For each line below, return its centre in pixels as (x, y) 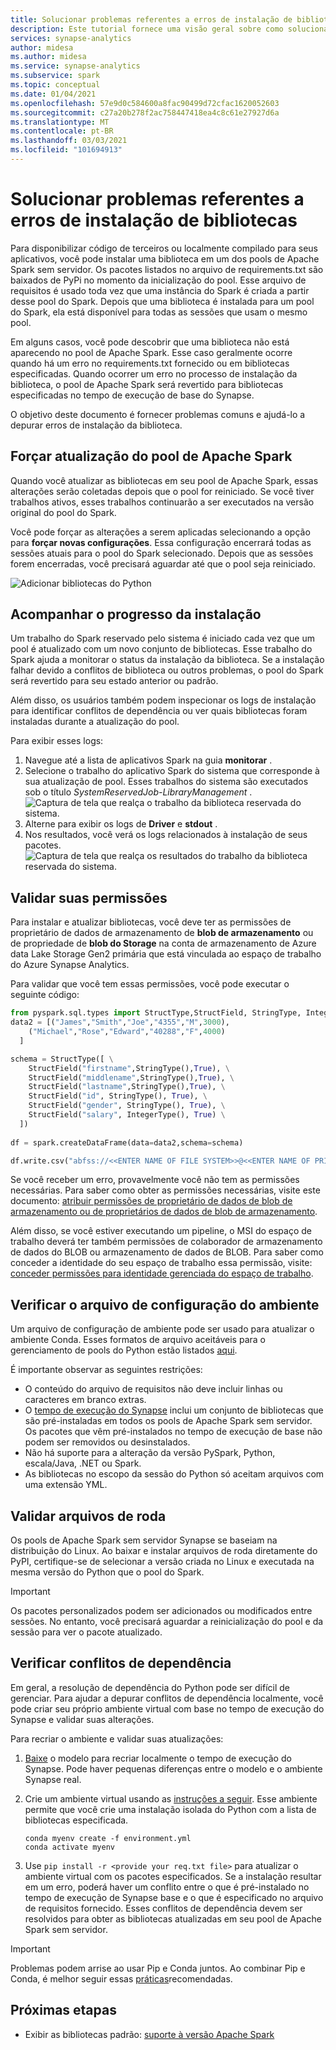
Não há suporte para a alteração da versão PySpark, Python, (150, 1453)
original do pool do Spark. (63, 512)
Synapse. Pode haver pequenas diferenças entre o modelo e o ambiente (173, 1768)
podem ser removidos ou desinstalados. (107, 1442)
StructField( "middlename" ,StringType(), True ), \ (131, 1077)
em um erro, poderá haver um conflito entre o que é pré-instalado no (167, 1887)
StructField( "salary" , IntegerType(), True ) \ (127, 1115)
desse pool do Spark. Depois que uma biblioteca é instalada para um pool (162, 301)
